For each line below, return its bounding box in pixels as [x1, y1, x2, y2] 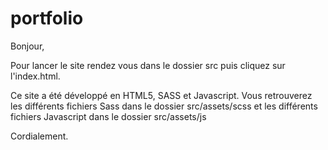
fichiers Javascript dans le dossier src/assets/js [10, 110, 207, 122]
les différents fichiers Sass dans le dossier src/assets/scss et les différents [10, 100, 318, 112]
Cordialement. [10, 130, 69, 142]
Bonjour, [10, 40, 45, 52]
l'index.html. [10, 70, 61, 82]
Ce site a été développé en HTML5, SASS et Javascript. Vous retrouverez [10, 89, 313, 101]
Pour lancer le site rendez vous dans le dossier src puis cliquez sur [10, 59, 286, 71]
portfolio [10, 7, 84, 30]
